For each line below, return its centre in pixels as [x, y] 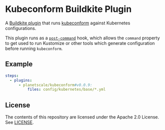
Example [19, 64]
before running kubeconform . [34, 48]
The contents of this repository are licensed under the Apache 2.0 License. [82, 117]
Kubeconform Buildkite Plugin [69, 9]
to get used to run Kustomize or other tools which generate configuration [80, 43]
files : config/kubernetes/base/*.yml [67, 90]
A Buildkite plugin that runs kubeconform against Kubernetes [68, 23]
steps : [12, 76]
